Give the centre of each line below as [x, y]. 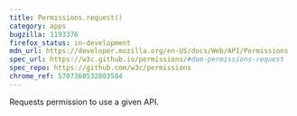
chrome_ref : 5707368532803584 [66, 76]
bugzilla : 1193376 [44, 34]
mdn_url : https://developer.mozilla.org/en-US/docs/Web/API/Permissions [149, 51]
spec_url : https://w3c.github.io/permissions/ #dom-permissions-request [147, 59]
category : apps [38, 26]
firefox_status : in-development [70, 43]
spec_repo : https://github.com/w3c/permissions [101, 68]
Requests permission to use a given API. [84, 102]
